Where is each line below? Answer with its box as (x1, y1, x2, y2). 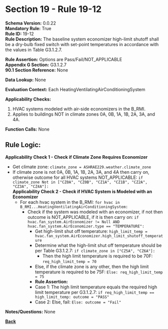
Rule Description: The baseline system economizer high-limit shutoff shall (5, 36, 159, 42)
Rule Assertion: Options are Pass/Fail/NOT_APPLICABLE (5, 56, 122, 62)
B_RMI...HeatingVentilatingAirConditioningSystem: (20, 204, 128, 209)
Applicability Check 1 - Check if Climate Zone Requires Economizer (5, 154, 148, 160)
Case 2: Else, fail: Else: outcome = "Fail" (35, 299, 121, 305)
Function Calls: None (5, 126, 50, 132)
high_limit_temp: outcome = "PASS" (35, 294, 109, 299)
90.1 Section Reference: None (5, 67, 69, 73)
